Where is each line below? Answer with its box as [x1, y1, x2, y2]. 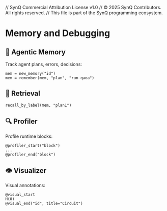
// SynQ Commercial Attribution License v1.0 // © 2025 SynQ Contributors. [5, 5, 162, 10]
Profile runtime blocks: [5, 133, 53, 139]
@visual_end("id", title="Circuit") [5, 201, 83, 206]
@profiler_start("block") [5, 143, 60, 148]
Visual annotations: [5, 183, 46, 189]
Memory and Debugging [5, 27, 110, 39]
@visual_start [5, 192, 36, 197]
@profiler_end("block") [5, 152, 56, 157]
